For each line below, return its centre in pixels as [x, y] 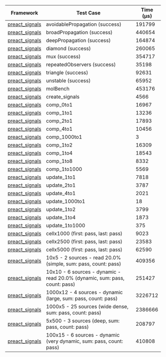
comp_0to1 [59, 105]
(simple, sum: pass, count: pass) [84, 264]
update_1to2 [61, 209]
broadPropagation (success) [79, 32]
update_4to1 [61, 193]
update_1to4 [61, 217]
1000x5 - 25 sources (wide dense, [87, 306]
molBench [58, 89]
